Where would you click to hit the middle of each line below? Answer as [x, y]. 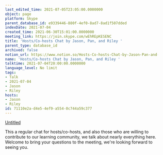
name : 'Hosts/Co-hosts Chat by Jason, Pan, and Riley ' [63, 59]
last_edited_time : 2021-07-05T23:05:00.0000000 [54, 9]
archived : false [21, 50]
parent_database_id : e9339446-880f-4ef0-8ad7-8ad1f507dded [66, 23]
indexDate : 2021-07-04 [28, 28]
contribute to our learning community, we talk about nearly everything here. [81, 137]
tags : [10, 73]
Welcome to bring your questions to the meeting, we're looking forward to [79, 142]
